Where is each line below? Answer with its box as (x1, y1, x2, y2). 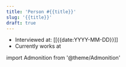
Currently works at (14, 42, 61, 50)
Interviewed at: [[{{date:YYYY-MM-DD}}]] (14, 36, 118, 44)
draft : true (6, 20, 36, 26)
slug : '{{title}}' (6, 14, 52, 20)
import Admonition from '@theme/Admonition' (6, 54, 121, 62)
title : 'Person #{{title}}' (6, 8, 77, 15)
